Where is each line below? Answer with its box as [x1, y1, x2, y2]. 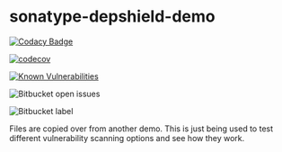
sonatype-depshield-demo [9, 6, 216, 27]
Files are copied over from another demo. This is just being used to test [9, 123, 274, 134]
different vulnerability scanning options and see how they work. [9, 132, 245, 143]
